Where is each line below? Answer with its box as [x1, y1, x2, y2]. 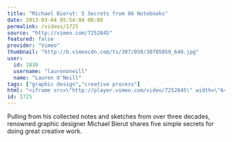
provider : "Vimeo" [7, 42, 60, 49]
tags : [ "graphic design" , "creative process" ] [7, 81, 140, 88]
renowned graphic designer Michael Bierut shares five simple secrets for [7, 120, 214, 128]
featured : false [7, 36, 54, 43]
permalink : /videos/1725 [7, 23, 79, 30]
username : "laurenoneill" [13, 68, 88, 74]
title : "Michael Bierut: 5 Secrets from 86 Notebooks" [7, 10, 168, 17]
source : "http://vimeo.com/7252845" [7, 29, 113, 37]
